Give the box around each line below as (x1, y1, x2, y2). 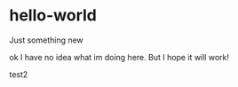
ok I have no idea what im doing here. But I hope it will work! (9, 51, 229, 62)
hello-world (9, 5, 98, 26)
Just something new (9, 35, 84, 45)
